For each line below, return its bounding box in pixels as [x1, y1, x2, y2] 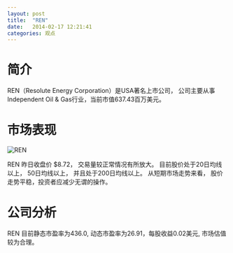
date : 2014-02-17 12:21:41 [7, 23, 92, 30]
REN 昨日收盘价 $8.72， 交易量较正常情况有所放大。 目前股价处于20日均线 [7, 160, 223, 168]
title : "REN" [7, 17, 49, 24]
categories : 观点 [7, 29, 56, 37]
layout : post [7, 10, 45, 17]
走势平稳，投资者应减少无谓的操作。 [7, 178, 112, 186]
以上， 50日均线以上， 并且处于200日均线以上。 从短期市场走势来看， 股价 [7, 169, 224, 178]
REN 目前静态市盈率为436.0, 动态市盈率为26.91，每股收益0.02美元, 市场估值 [7, 229, 227, 238]
